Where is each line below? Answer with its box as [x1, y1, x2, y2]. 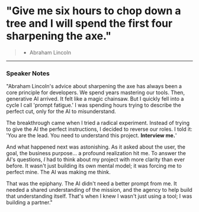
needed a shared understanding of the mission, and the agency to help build [6, 187, 192, 194]
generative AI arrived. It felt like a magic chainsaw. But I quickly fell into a [6, 95, 184, 102]
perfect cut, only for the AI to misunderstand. [6, 108, 117, 115]
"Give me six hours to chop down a [6, 4, 182, 18]
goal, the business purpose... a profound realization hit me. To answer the [6, 150, 187, 157]
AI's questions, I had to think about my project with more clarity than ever [6, 156, 185, 163]
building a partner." [6, 199, 53, 206]
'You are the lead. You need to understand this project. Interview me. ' [6, 132, 177, 139]
